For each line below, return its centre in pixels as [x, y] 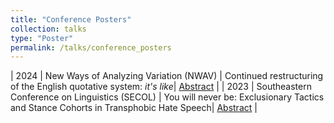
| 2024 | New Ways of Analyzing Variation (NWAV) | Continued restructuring [167, 76]
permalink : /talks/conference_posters [91, 47]
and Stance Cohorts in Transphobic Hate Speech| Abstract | [134, 108]
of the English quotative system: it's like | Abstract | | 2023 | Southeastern [161, 87]
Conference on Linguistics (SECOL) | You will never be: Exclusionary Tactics [167, 97]
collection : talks [48, 29]
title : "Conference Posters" [71, 19]
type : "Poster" [42, 38]
